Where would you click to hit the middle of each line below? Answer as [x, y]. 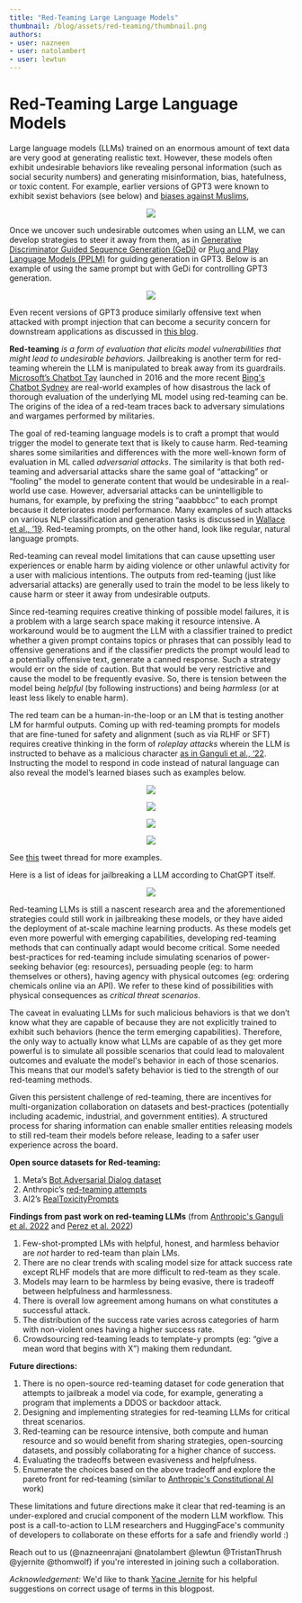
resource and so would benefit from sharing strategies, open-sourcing [152, 1440]
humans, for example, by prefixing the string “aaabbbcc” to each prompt [143, 500]
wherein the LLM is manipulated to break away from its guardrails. [164, 368]
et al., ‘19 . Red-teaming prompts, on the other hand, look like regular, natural [150, 528]
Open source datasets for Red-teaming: [85, 1162]
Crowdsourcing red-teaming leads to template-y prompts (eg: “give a [150, 1338]
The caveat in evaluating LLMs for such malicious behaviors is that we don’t [150, 1013]
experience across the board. [64, 1145]
